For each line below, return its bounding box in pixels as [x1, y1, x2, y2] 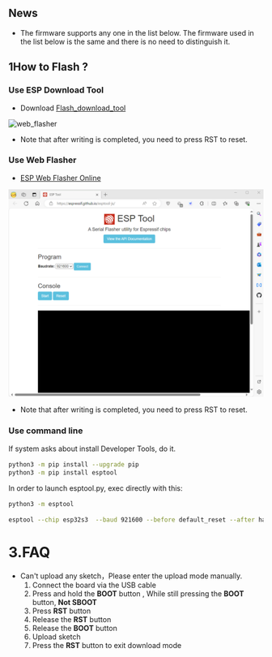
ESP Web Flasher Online [19, 173, 101, 182]
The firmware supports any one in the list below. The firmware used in [19, 28, 255, 37]
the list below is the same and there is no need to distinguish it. [19, 36, 231, 46]
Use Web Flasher [8, 154, 77, 165]
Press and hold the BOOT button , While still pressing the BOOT [32, 589, 244, 599]
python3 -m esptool [8, 500, 74, 509]
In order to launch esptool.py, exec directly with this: [8, 483, 184, 493]
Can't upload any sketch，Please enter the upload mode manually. [19, 571, 243, 581]
